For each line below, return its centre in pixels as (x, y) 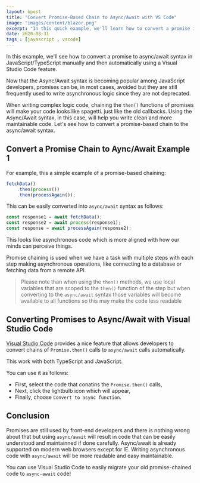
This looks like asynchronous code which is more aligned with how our (93, 240)
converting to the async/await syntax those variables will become (101, 295)
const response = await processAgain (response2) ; (69, 228)
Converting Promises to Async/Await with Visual (98, 320)
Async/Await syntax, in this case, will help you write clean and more (89, 118)
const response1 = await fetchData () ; (54, 217)
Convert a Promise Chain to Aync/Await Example (98, 149)
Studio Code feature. (32, 69)
